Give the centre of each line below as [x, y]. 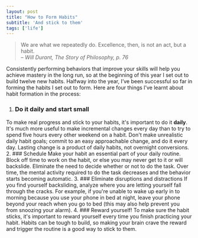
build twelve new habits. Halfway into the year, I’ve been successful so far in [99, 81]
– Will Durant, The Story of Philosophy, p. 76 [74, 57]
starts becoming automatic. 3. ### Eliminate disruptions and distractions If [97, 178]
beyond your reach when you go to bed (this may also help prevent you [93, 204]
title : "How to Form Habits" [42, 17]
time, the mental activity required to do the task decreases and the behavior [98, 172]
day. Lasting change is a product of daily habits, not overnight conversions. [98, 147]
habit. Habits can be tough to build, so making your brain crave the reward [97, 223]
